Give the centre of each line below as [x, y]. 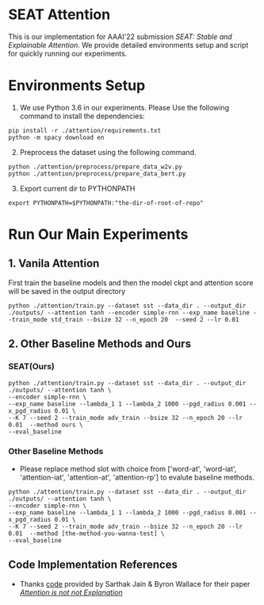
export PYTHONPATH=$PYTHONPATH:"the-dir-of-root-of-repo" [106, 203]
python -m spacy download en [56, 137]
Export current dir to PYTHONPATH [77, 188]
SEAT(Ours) [32, 367]
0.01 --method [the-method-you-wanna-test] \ [86, 534]
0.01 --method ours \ [46, 425]
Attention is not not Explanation [71, 592]
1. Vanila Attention [54, 264]
